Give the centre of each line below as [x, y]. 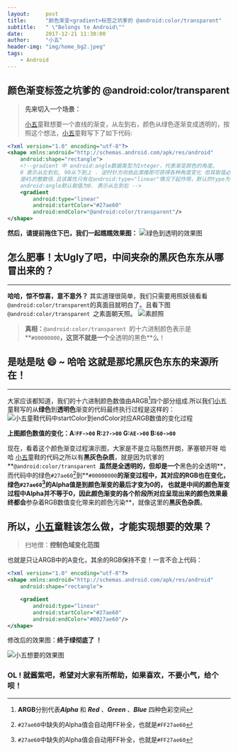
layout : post [33, 14]
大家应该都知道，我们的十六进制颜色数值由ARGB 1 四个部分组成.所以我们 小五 [117, 400]
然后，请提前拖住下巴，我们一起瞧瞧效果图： [73, 233]
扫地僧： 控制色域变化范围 [62, 545]
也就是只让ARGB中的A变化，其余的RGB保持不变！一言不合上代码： [105, 560]
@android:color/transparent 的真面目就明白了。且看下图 [89, 305]
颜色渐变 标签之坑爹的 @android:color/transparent [119, 90]
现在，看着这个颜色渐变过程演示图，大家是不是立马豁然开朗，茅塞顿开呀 [113, 448]
